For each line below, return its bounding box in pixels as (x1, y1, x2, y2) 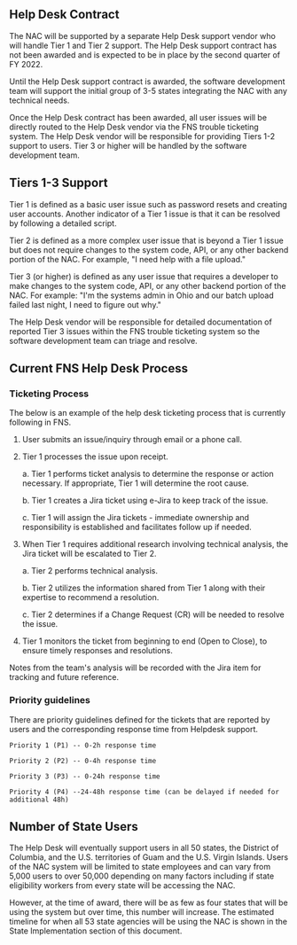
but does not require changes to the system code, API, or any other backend (9, 244, 289, 255)
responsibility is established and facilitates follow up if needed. (21, 522, 253, 533)
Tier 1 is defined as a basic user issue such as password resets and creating (9, 199, 288, 209)
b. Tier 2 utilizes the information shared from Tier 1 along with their (21, 582, 266, 593)
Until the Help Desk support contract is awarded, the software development (9, 75, 285, 87)
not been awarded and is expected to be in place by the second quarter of (9, 49, 281, 60)
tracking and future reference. (9, 672, 120, 683)
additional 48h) (9, 795, 69, 804)
